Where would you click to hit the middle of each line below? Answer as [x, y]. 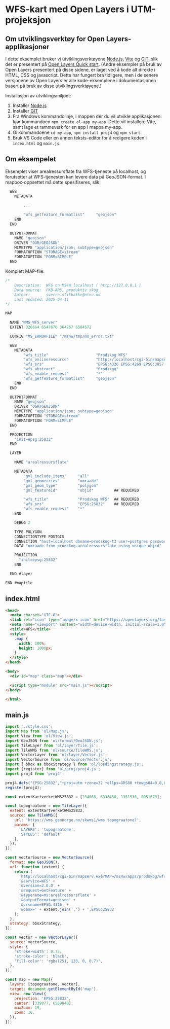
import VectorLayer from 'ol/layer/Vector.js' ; [56, 755]
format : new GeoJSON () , [35, 862]
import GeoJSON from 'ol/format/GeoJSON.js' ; [54, 741]
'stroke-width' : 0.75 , [38, 951]
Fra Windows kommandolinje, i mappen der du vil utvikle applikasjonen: [87, 116]
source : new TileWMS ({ [34, 815]
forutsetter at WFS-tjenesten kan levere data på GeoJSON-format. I [75, 176]
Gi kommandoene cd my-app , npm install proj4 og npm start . [77, 132]
